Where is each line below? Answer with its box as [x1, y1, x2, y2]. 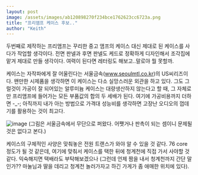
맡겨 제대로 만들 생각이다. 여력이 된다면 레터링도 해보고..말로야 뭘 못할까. [6, 57, 174, 65]
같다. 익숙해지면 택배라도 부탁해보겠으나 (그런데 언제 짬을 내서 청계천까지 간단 [6, 155, 186, 162]
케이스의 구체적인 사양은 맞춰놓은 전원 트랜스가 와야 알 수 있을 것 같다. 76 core [6, 140, 188, 148]
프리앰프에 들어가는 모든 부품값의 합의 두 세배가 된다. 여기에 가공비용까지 [12, 93, 181, 100]
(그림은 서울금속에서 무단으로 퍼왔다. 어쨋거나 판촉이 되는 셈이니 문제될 [29, 120, 193, 127]
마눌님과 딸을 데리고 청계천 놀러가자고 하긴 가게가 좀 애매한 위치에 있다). [23, 162, 189, 170]
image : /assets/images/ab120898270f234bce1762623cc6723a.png [6, 14, 161, 20]
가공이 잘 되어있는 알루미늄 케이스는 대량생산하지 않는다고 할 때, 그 [21, 85, 176, 93]
